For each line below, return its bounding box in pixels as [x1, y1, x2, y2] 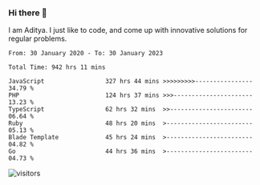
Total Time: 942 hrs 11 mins [8, 63, 106, 71]
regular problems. [8, 34, 67, 43]
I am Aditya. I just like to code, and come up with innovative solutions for [8, 26, 248, 35]
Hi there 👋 [8, 7, 48, 18]
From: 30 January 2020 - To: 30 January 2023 [8, 50, 163, 58]
